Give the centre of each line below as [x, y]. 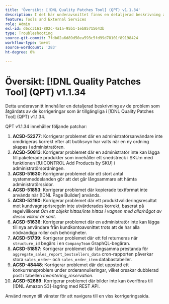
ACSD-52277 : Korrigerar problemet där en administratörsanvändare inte [88, 136]
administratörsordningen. [39, 168]
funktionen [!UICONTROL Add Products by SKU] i [64, 163]
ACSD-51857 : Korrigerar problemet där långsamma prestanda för [80, 249]
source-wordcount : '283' [31, 47]
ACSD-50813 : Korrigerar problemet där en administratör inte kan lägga [86, 152]
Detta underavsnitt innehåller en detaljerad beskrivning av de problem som [82, 106]
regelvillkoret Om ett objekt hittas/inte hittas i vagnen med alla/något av [87, 211]
